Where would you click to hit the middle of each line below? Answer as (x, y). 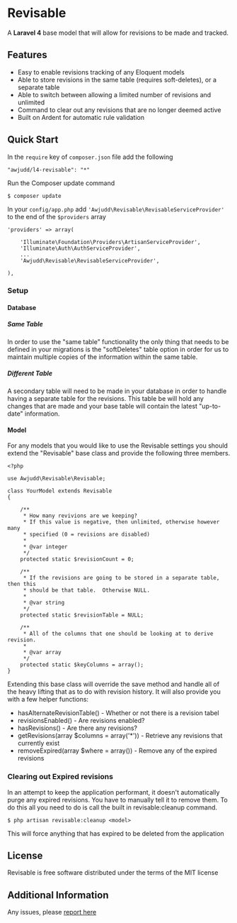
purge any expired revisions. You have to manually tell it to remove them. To (117, 800)
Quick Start (33, 140)
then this (22, 584)
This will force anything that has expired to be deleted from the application (116, 833)
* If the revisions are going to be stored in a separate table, (121, 578)
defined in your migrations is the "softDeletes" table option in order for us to (118, 350)
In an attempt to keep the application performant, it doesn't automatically (114, 792)
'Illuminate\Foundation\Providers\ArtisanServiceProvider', (110, 242)
